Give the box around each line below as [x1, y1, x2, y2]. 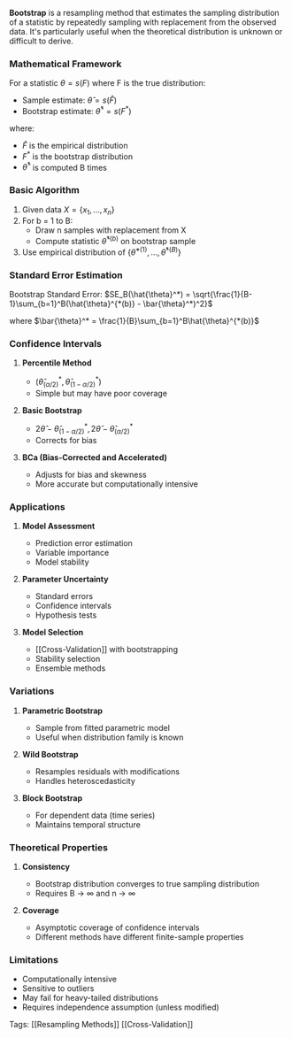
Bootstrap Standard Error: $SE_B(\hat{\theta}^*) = [9, 288, 191, 299]
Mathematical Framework [9, 58, 122, 70]
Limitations [9, 953, 59, 965]
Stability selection [35, 654, 101, 665]
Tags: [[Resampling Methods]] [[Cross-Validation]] [9, 1019, 194, 1030]
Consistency [21, 862, 71, 873]
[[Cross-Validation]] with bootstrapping [35, 644, 179, 655]
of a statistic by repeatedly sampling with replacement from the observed [9, 17, 277, 27]
